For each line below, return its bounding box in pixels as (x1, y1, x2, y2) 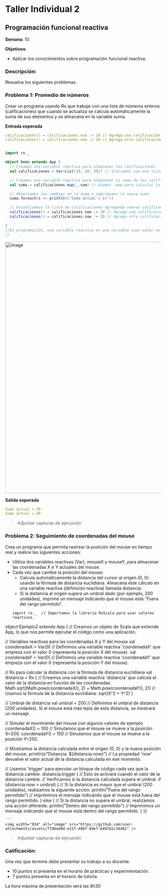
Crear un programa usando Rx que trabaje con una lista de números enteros (5, 103, 160, 109)
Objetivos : (5, 46, 27, 52)
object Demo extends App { (5, 160, 61, 165)
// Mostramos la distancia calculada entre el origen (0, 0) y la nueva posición (5, 746, 162, 752)
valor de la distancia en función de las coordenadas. (5, 680, 112, 686)
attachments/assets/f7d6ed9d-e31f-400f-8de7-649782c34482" (5, 826, 129, 831)
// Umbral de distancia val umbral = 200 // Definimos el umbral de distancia (5, 700, 159, 706)
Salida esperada (5, 497, 40, 503)
